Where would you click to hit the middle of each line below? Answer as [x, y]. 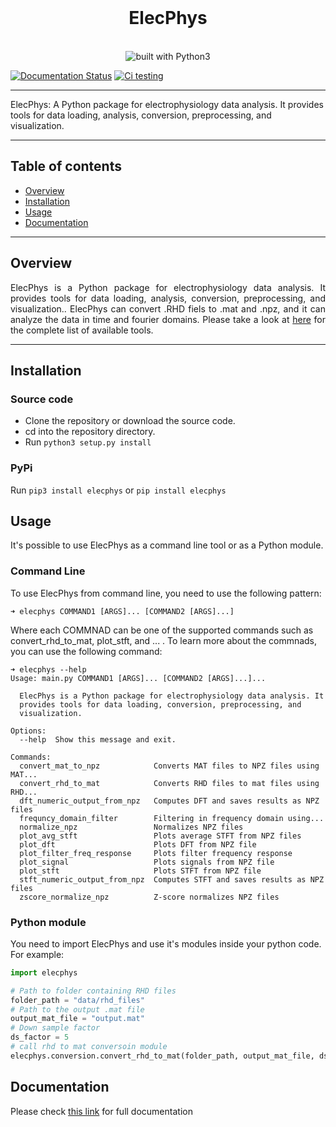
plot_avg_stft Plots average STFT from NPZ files [160, 836]
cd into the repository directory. [90, 432]
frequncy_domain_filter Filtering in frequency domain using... [172, 818]
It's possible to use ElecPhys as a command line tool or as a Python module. [167, 545]
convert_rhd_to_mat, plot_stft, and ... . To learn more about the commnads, [164, 640]
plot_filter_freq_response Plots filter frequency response [156, 853]
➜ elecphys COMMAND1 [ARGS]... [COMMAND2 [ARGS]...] [122, 611]
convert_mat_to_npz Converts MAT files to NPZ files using [169, 766]
